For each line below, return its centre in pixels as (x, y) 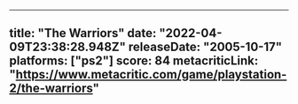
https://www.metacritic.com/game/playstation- (151, 74)
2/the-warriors (51, 89)
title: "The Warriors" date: (83, 33)
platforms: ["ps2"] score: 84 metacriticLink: (134, 61)
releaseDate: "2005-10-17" (205, 47)
